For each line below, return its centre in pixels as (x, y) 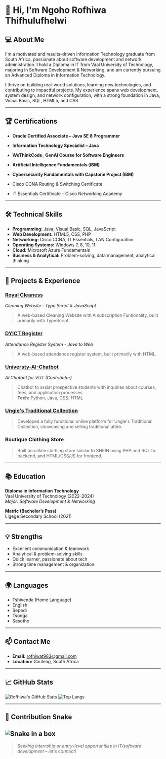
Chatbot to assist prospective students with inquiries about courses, (87, 387)
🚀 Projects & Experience (43, 281)
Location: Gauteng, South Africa (45, 661)
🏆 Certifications (31, 121)
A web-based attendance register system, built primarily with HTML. (87, 354)
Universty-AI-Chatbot (32, 367)
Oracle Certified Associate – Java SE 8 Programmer (66, 136)
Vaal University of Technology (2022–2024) (50, 496)
